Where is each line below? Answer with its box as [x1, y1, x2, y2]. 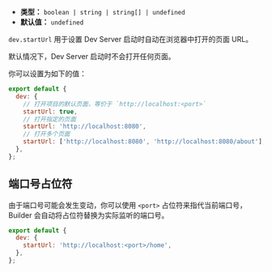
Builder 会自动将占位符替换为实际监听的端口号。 [8, 210, 169, 220]
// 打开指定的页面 [23, 115, 77, 123]
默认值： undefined [19, 17, 84, 27]
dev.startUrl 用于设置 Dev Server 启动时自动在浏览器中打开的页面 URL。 [8, 35, 253, 44]
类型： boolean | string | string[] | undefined [19, 7, 185, 16]
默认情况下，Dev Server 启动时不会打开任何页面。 [8, 52, 176, 61]
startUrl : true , [23, 108, 79, 116]
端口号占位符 [8, 177, 73, 191]
